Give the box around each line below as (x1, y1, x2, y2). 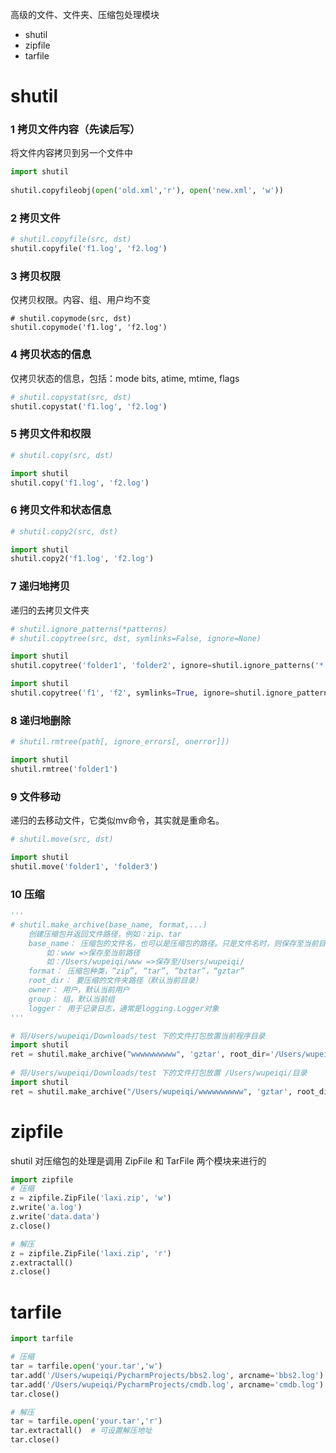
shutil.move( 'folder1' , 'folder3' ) (10, 861, 159, 872)
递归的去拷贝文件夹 (10, 604, 90, 616)
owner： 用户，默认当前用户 (28, 985, 130, 995)
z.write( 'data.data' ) (10, 1212, 101, 1222)
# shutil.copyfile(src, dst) (10, 234, 132, 245)
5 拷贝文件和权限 (10, 427, 92, 441)
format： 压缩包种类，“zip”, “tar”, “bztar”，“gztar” (28, 966, 245, 977)
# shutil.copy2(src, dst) (10, 526, 118, 537)
